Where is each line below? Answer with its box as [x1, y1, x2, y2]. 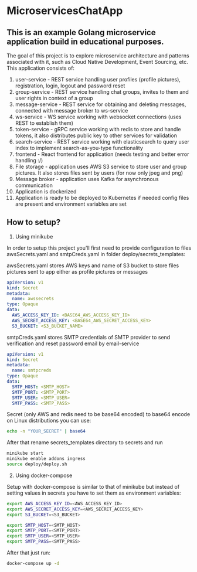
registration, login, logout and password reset [15, 82, 125, 89]
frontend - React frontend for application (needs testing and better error [15, 151, 189, 158]
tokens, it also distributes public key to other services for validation [15, 132, 178, 139]
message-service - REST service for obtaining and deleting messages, [15, 101, 186, 108]
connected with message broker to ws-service [15, 107, 128, 114]
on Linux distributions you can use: [6, 417, 91, 424]
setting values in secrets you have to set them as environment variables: [6, 489, 181, 496]
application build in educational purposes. [6, 36, 164, 46]
